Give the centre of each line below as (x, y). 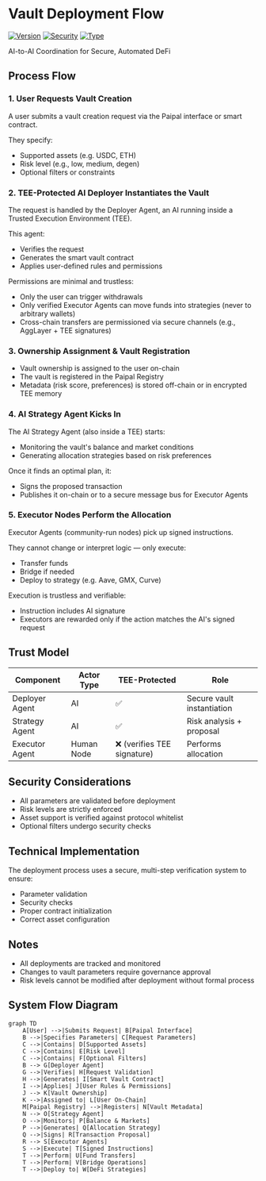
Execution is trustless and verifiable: (67, 595)
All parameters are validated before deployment (97, 801)
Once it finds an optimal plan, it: (60, 471)
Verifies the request (52, 249)
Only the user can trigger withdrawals (81, 296)
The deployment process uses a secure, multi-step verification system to (127, 871)
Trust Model (39, 653)
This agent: (27, 233)
